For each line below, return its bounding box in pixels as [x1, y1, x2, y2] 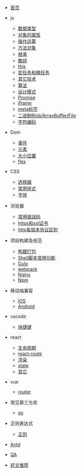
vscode [10, 313, 27, 319]
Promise [17, 95, 36, 100]
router [17, 389, 31, 395]
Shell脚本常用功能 [17, 255, 55, 261]
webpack [17, 266, 37, 272]
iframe [17, 100, 32, 106]
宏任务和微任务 [17, 69, 50, 76]
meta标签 [17, 106, 38, 112]
